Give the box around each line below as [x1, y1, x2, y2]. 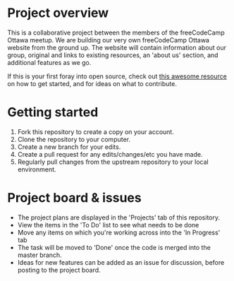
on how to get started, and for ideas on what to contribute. [7, 79, 178, 88]
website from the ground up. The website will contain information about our [7, 43, 227, 52]
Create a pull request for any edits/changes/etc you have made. [17, 150, 203, 158]
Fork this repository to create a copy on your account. [17, 127, 174, 136]
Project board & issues [7, 190, 142, 206]
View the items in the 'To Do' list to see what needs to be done [17, 220, 199, 229]
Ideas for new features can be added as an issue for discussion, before [17, 258, 225, 266]
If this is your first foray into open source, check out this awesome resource [7, 72, 227, 80]
